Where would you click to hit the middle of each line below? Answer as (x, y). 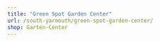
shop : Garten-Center (38, 27)
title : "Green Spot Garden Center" (60, 14)
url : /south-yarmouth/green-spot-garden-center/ (80, 21)
